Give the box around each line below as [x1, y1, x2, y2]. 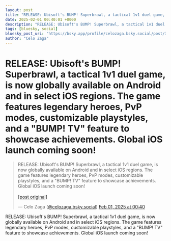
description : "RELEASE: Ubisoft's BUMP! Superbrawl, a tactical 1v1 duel [5, 21, 165, 27]
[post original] [17, 194, 47, 200]
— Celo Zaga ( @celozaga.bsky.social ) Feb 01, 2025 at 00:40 [17, 203, 145, 209]
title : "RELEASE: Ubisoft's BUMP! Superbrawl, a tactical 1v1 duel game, [5, 12, 165, 17]
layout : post [5, 7, 33, 13]
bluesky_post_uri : [5, 31, 44, 36]
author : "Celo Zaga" [5, 36, 49, 41]
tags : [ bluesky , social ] [5, 26, 58, 32]
